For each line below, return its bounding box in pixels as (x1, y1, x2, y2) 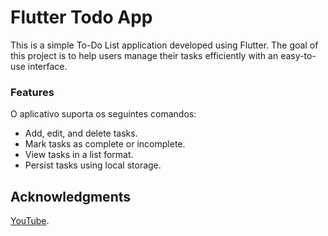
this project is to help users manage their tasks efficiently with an (10, 49, 279, 61)
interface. (27, 60, 68, 72)
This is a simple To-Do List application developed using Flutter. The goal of (10, 39, 319, 51)
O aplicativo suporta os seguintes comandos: (10, 108, 197, 120)
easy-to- (280, 49, 317, 61)
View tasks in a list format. (24, 149, 134, 161)
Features (10, 85, 55, 99)
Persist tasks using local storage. (24, 159, 162, 171)
